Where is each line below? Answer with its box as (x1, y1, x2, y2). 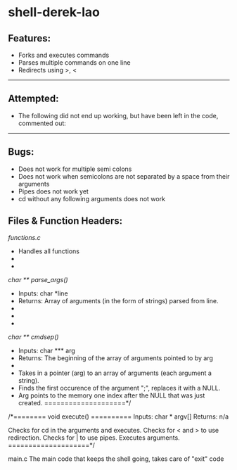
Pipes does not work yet (18, 187, 89, 196)
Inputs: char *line (18, 289, 69, 298)
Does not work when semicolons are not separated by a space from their (18, 172, 230, 180)
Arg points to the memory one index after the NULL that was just (18, 391, 205, 400)
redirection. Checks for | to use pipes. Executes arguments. (8, 433, 180, 442)
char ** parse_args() (8, 276, 69, 284)
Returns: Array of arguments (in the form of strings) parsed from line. (18, 297, 219, 305)
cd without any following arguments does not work (18, 194, 166, 203)
